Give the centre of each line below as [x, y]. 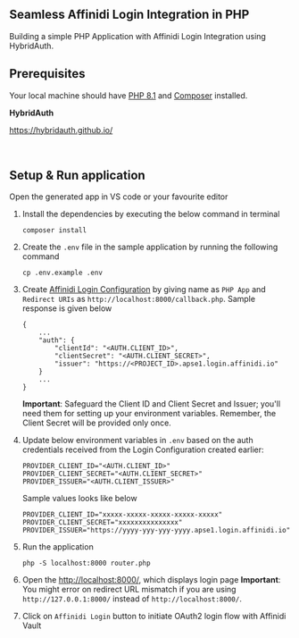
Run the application [58, 547]
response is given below [67, 308]
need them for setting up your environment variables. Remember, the [149, 414]
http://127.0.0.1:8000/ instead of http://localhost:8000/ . [132, 599]
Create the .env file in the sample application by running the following [150, 247]
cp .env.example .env [62, 273]
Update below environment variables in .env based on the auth [137, 441]
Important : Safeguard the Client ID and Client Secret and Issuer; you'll [151, 404]
